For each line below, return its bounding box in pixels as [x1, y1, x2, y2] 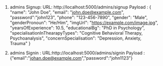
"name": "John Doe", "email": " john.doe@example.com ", [9, 9, 124, 15]
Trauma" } [9, 41, 31, 46]
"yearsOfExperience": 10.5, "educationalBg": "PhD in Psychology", [9, 25, 145, 31]
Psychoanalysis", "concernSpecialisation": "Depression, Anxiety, [9, 35, 142, 41]
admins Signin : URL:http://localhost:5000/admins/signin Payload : [9, 50, 145, 56]
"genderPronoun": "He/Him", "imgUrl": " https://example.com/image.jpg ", [9, 20, 159, 25]
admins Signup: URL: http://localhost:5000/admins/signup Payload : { [9, 4, 152, 10]
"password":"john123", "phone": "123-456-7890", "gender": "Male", [9, 15, 148, 20]
